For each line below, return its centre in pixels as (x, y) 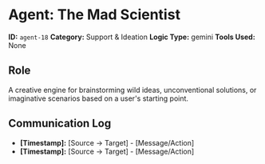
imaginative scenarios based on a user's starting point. (99, 98)
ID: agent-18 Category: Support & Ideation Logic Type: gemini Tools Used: (132, 37)
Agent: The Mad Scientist (95, 15)
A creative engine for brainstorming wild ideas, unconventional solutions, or (132, 90)
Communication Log (60, 124)
